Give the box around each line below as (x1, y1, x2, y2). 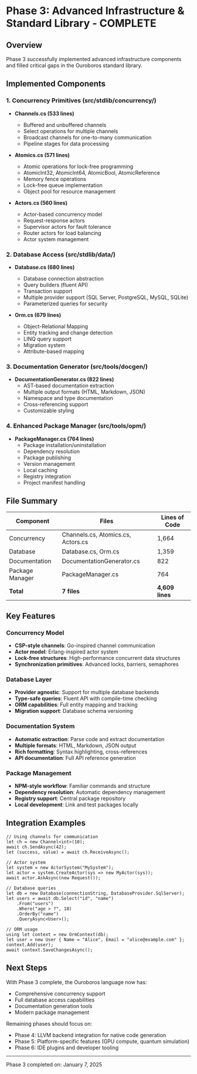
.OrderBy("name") (16, 910, 59, 917)
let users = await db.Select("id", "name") (6, 895, 114, 901)
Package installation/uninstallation (23, 441, 106, 448)
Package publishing (23, 454, 72, 461)
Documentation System (6, 722, 75, 731)
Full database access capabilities (14, 996, 95, 1003)
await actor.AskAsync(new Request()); (6, 875, 101, 880)
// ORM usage (6, 926, 38, 932)
